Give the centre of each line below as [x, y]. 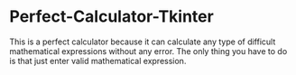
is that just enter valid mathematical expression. [98, 61]
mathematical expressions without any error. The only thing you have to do [148, 51]
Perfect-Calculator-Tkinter [111, 17]
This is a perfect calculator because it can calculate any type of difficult [143, 42]
